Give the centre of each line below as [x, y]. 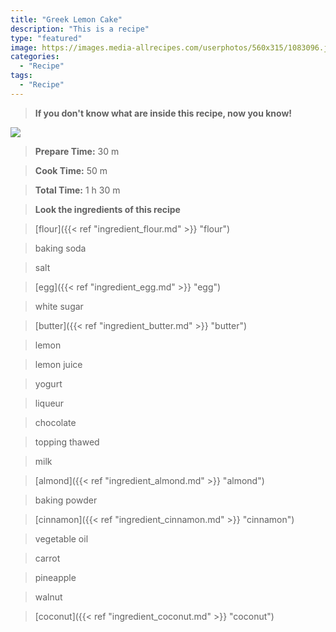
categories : [35, 57]
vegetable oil [61, 538]
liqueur [49, 403]
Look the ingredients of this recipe [107, 209]
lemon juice [58, 364]
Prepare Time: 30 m [77, 151]
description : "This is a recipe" [80, 29]
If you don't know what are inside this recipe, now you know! [163, 113]
